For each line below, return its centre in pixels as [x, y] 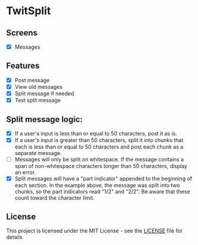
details [14, 237]
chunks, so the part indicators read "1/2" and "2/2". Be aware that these [102, 192]
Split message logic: [44, 119]
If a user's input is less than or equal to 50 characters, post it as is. [96, 133]
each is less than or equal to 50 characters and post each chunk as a [99, 147]
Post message [32, 80]
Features [23, 66]
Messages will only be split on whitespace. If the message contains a [99, 159]
